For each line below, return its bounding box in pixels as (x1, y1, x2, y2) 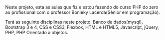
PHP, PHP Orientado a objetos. (5, 30, 68, 35)
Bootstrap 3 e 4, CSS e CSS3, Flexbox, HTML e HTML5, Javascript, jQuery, (5, 24, 160, 30)
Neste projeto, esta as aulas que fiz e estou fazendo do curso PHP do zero (5, 4, 159, 10)
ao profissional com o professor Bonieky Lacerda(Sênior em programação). (5, 9, 161, 15)
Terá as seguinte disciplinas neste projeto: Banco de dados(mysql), (5, 19, 143, 25)
